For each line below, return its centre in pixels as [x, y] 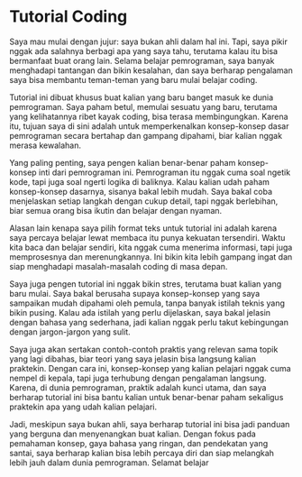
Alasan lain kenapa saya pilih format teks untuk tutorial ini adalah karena [143, 228]
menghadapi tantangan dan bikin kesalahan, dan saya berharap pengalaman [151, 70]
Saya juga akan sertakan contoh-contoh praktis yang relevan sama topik [144, 349]
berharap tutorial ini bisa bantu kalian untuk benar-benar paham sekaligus [146, 397]
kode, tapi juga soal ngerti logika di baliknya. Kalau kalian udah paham [140, 181]
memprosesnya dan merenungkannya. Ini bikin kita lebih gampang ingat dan [151, 257]
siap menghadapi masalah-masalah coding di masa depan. [119, 266]
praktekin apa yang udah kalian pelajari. [83, 407]
